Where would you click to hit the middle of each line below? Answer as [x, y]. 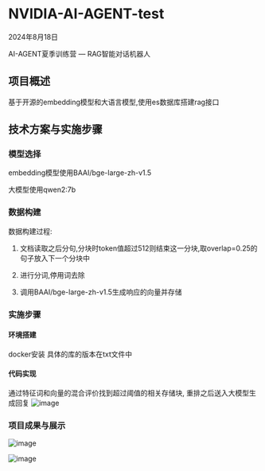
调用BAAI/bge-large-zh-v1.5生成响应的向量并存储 [101, 292]
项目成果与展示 [37, 425]
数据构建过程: [31, 231]
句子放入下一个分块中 [55, 258]
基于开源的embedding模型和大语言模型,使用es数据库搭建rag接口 [114, 102]
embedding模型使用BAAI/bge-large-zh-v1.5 [80, 173]
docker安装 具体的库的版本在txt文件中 [70, 354]
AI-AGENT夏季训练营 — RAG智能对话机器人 [80, 53]
